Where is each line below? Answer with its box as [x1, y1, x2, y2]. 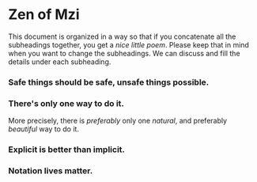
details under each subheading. [8, 57, 111, 66]
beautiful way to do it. [8, 124, 79, 134]
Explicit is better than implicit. [8, 144, 125, 155]
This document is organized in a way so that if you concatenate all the [8, 32, 236, 41]
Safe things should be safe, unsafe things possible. [8, 77, 210, 88]
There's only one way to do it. [8, 97, 125, 108]
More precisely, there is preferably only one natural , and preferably [8, 116, 228, 126]
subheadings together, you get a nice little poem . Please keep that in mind [8, 40, 249, 49]
